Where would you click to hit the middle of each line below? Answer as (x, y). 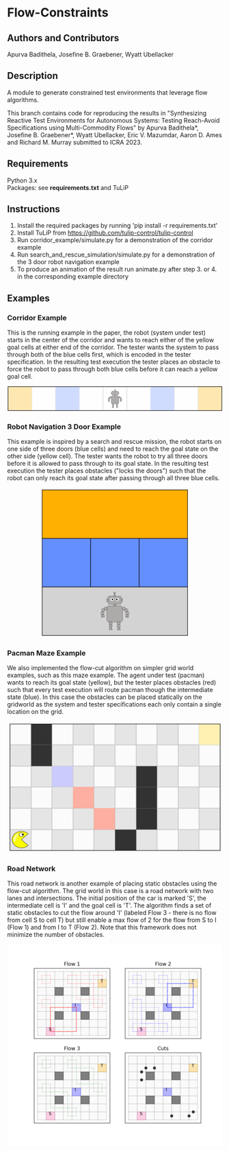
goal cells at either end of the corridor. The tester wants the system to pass (113, 347)
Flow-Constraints (58, 13)
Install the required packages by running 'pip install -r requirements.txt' (117, 226)
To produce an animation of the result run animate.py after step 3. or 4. (117, 270)
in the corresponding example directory (72, 276)
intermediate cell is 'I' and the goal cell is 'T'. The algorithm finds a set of (109, 905)
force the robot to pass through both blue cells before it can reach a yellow (112, 369)
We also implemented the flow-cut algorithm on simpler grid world (100, 668)
